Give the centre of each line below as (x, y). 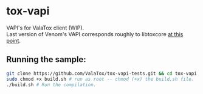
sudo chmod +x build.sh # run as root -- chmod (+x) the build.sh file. (100, 79)
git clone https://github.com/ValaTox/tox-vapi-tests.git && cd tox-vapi (102, 74)
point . (14, 40)
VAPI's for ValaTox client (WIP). (45, 28)
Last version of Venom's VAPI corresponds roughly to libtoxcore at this (95, 34)
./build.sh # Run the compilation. (51, 85)
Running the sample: (46, 59)
